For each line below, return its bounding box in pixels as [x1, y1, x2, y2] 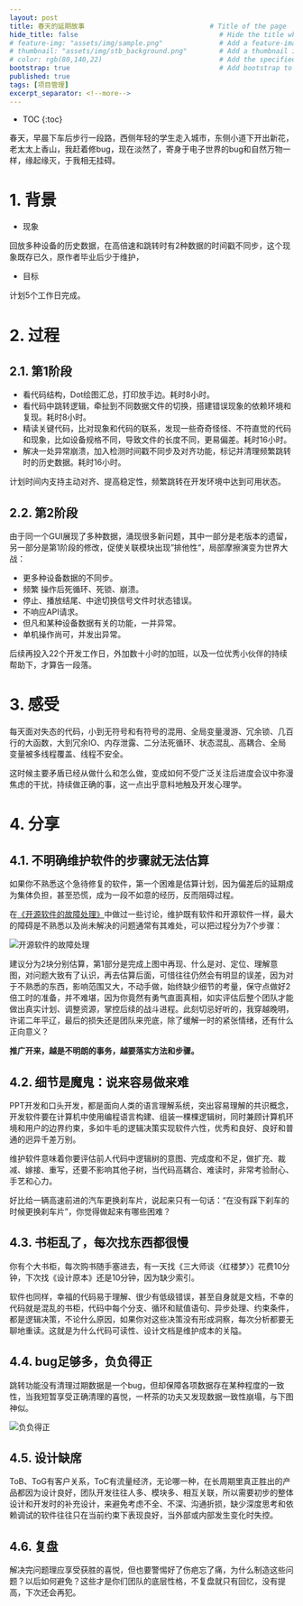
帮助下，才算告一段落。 [9, 660, 96, 671]
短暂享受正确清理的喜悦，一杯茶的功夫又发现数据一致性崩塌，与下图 [40, 1391, 294, 1402]
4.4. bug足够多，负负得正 [9, 1354, 152, 1369]
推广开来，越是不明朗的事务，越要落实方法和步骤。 [9, 1045, 199, 1056]
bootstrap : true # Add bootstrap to [9, 64, 293, 73]
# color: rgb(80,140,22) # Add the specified [9, 55, 297, 64]
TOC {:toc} [22, 114, 63, 125]
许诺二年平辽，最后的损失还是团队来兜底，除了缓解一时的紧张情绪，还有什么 [9, 1015, 294, 1026]
